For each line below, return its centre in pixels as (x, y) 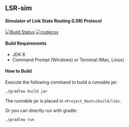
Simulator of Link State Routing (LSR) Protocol (53, 21)
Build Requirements (26, 43)
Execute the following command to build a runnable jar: (62, 82)
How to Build (19, 71)
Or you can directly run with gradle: (41, 110)
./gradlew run (20, 120)
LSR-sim (19, 8)
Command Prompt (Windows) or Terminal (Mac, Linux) (68, 60)
